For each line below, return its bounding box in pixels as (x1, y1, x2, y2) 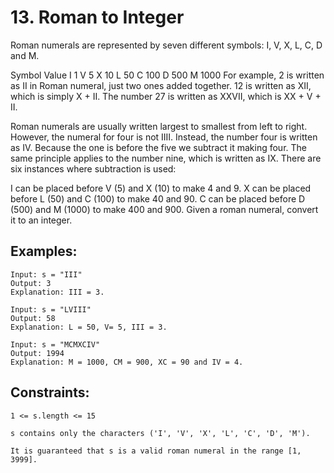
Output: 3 (10, 278, 52, 288)
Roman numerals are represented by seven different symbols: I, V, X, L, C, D (10, 39, 323, 51)
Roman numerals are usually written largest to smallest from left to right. (10, 120, 308, 132)
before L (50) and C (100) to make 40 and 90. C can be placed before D (10, 192, 306, 205)
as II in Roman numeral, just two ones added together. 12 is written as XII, (10, 79, 312, 91)
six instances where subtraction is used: (10, 162, 177, 175)
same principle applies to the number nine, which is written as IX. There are (10, 152, 322, 164)
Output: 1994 (10, 348, 65, 358)
